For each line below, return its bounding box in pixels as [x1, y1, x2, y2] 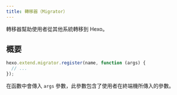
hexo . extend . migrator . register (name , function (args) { [6, 60, 146, 66]
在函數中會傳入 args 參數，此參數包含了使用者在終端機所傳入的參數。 [6, 83, 175, 90]
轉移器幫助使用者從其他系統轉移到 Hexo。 [6, 25, 108, 32]
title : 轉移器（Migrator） [6, 8, 68, 15]
